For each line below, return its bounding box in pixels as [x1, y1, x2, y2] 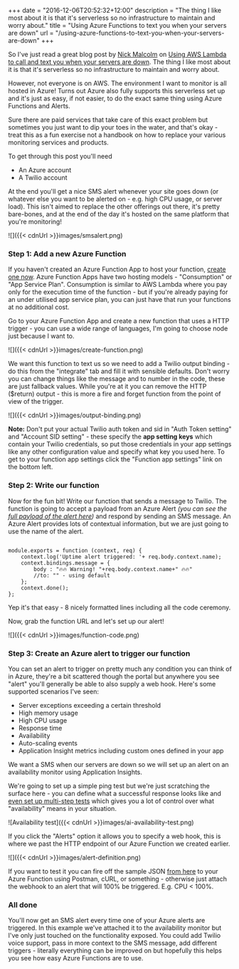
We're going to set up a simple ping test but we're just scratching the [8, 781, 211, 790]
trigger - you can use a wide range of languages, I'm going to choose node [8, 324, 228, 333]
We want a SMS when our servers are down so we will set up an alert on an [8, 760, 230, 768]
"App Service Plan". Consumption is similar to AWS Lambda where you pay [8, 281, 228, 289]
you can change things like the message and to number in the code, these [8, 374, 225, 383]
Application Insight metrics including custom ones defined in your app [18, 746, 224, 755]
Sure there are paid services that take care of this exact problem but [8, 115, 208, 124]
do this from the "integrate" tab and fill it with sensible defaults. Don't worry [8, 367, 230, 376]
